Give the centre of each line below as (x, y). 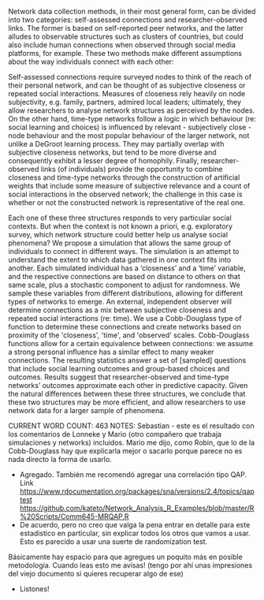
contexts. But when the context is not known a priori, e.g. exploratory (121, 226)
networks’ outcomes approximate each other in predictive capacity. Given (128, 385)
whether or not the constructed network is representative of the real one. (127, 203)
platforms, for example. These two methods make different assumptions (125, 53)
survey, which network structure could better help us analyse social (118, 235)
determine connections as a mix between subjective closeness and (117, 310)
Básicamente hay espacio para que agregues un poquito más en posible (125, 557)
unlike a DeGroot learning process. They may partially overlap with (116, 144)
